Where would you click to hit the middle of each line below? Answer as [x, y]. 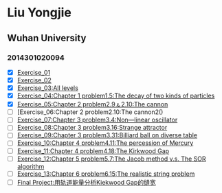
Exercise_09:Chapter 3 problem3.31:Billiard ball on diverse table [107, 135]
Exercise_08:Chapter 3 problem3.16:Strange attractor [92, 128]
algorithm [31, 166]
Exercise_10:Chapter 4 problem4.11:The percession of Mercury [105, 143]
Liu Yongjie [40, 13]
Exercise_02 [34, 80]
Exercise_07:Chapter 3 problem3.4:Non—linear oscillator [97, 120]
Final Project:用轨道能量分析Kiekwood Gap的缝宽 [86, 182]
